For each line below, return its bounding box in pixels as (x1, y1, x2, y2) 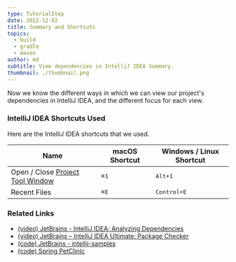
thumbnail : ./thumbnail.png (7, 69, 90, 76)
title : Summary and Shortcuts (7, 23, 96, 30)
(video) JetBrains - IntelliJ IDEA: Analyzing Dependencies (17, 225, 184, 233)
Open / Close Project (11, 167, 79, 177)
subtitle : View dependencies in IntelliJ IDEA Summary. (7, 63, 174, 70)
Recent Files (11, 187, 51, 197)
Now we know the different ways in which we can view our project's (7, 89, 205, 97)
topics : (7, 30, 30, 37)
